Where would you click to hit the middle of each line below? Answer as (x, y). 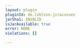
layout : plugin (21, 10)
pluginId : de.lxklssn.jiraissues (40, 15)
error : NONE (18, 29)
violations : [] (21, 33)
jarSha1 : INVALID (23, 19)
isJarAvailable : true (28, 24)
